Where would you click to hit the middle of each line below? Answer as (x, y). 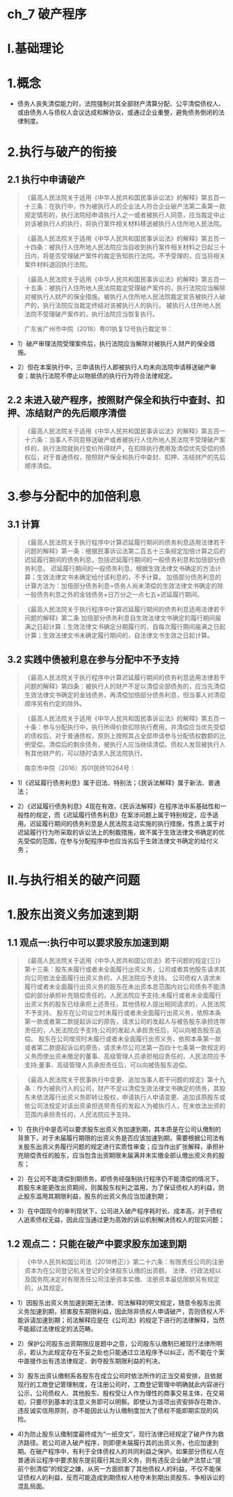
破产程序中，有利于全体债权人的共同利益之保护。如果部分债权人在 (130, 1451)
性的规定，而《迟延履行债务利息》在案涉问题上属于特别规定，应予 (118, 815)
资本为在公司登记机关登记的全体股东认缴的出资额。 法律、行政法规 (120, 1270)
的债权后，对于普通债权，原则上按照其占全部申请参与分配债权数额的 (122, 735)
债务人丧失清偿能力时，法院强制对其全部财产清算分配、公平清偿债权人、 (121, 104)
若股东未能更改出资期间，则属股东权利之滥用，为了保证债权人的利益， (118, 1187)
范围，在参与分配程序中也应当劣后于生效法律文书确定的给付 (127, 841)
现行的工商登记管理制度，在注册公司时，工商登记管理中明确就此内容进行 (121, 1384)
